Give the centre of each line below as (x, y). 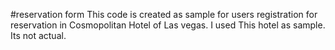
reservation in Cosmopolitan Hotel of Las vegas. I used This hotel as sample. (168, 25)
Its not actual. (38, 35)
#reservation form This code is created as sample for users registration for (164, 14)
